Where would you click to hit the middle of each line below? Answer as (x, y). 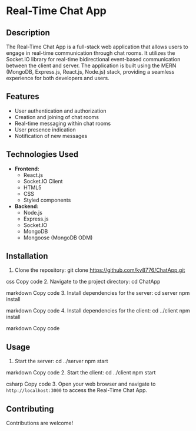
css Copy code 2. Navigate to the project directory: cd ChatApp (83, 282)
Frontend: (27, 169)
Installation (27, 256)
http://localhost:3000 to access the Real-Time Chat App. (77, 390)
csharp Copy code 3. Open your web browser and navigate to (81, 384)
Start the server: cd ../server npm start (61, 361)
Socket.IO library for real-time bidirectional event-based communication (93, 59)
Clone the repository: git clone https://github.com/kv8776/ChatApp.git (100, 270)
